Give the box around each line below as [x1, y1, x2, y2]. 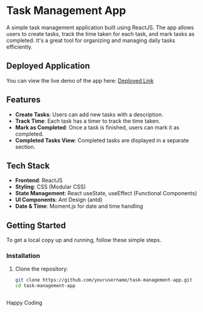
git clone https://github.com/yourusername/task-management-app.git [15, 277, 193, 283]
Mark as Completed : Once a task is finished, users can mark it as [15, 123, 180, 131]
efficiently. [6, 43, 33, 50]
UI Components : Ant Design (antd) [15, 196, 103, 204]
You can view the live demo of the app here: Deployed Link [6, 77, 154, 84]
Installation [6, 252, 41, 260]
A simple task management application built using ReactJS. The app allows [6, 24, 194, 31]
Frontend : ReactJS [15, 177, 63, 184]
